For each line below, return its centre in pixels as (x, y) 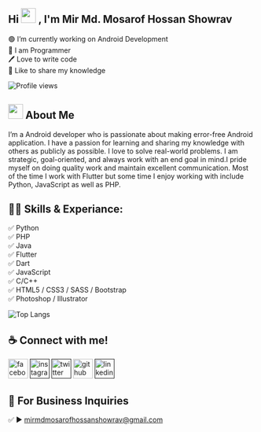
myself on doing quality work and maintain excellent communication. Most (129, 168)
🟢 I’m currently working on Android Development (88, 39)
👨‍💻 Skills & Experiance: (66, 209)
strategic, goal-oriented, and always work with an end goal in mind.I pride (128, 159)
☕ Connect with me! (58, 340)
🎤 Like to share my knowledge (57, 70)
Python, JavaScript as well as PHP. (64, 184)
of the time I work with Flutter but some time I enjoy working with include (126, 176)
